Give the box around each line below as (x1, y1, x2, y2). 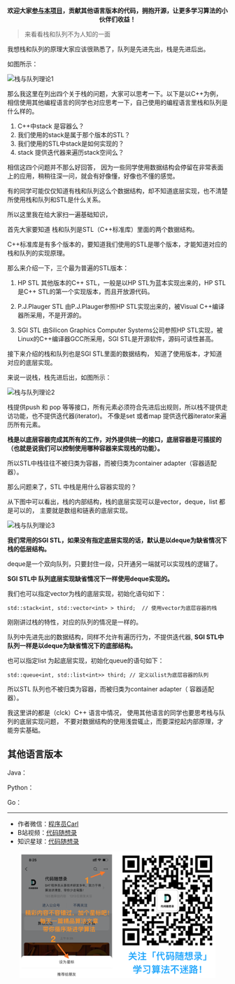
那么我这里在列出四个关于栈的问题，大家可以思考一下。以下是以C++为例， (7, 90, 222, 97)
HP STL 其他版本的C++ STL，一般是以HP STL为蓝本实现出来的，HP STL (17, 279, 226, 286)
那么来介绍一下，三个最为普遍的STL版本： (7, 264, 129, 272)
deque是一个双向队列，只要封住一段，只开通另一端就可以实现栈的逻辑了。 (7, 560, 222, 568)
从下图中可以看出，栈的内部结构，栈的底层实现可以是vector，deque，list (7, 497, 218, 506)
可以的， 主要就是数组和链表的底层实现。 (13, 506, 131, 514)
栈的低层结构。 (7, 545, 50, 553)
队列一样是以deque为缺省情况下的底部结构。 (7, 642, 137, 650)
